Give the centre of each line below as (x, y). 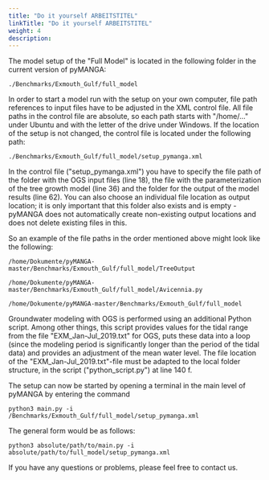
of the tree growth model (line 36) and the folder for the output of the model (134, 189)
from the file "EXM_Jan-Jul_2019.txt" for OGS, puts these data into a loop (129, 336)
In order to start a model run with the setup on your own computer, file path (133, 99)
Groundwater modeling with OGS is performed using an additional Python (130, 319)
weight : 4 (25, 31)
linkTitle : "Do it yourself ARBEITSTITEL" (80, 23)
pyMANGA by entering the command (69, 394)
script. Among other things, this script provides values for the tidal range (128, 327)
